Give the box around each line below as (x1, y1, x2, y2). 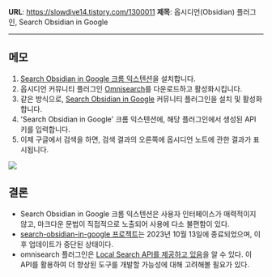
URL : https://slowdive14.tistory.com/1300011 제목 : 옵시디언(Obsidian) (8, 7, 236, 16)
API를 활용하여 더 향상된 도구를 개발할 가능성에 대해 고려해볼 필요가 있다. (19, 259, 249, 269)
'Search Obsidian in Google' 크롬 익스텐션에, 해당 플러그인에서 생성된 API (19, 114, 257, 124)
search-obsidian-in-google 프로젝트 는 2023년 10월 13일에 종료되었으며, (19, 229, 253, 239)
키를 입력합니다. (19, 124, 70, 134)
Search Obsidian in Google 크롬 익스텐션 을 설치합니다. (19, 74, 196, 83)
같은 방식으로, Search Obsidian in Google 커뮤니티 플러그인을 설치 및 (19, 94, 241, 104)
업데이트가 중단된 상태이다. (28, 239, 114, 249)
